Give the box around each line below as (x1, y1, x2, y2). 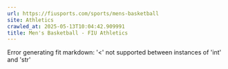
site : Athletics (7, 17, 54, 23)
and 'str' (7, 56, 31, 64)
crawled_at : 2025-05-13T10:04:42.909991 (7, 23, 126, 30)
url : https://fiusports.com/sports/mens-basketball (7, 10, 159, 17)
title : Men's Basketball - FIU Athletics (7, 29, 129, 37)
